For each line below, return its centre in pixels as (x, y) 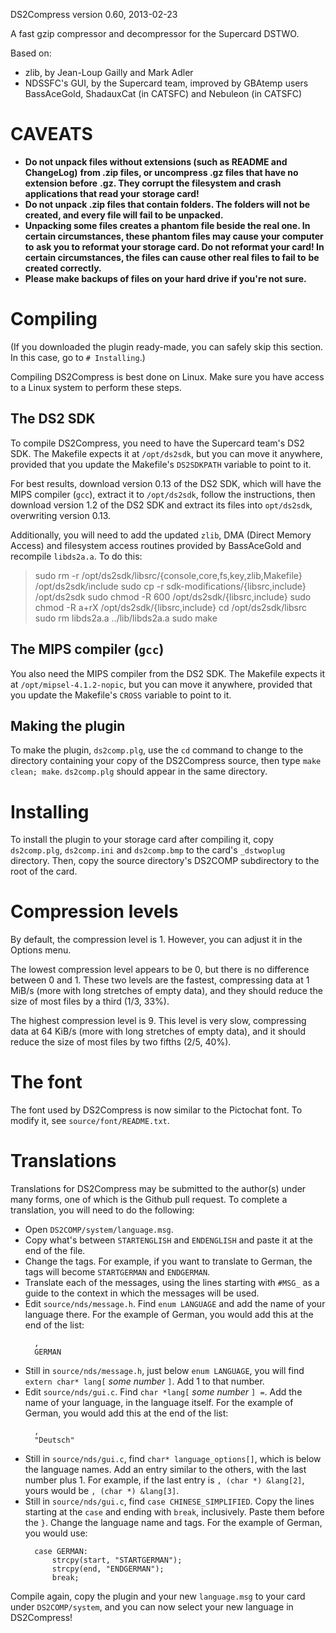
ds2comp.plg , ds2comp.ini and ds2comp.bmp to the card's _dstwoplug (148, 850)
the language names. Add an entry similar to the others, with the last (165, 1470)
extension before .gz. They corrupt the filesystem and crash (153, 183)
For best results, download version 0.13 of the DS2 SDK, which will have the (166, 483)
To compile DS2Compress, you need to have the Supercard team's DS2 (157, 443)
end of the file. (55, 1251)
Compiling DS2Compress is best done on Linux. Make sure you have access (167, 376)
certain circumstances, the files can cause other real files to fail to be (172, 257)
